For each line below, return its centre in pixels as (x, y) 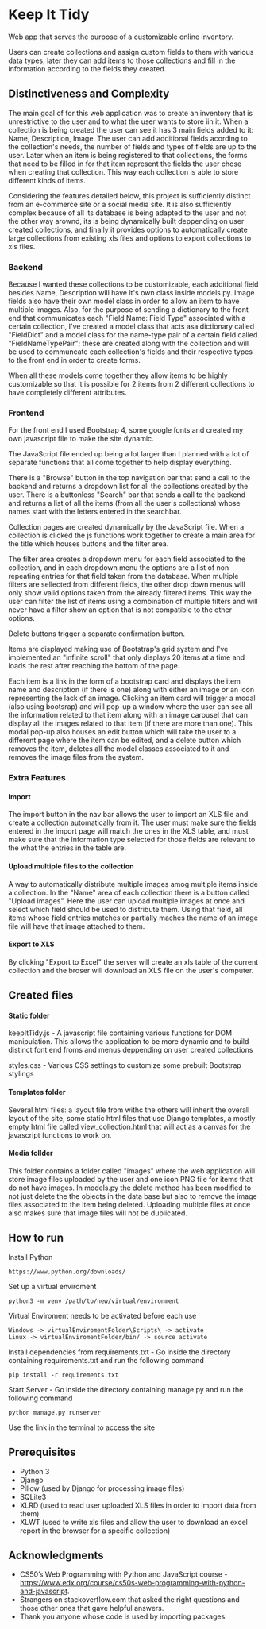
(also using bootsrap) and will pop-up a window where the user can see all (130, 707)
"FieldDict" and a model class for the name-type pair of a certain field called (133, 335)
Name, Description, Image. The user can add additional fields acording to (128, 138)
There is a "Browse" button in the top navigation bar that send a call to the (129, 478)
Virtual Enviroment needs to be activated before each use (102, 1315)
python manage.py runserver (55, 1412)
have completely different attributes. (67, 393)
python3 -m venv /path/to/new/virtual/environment (94, 1301)
